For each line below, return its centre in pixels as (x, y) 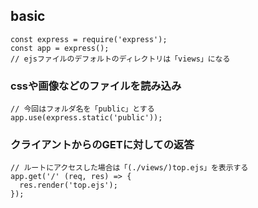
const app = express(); (60, 48)
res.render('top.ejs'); (68, 185)
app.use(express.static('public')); (86, 118)
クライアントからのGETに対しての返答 (102, 145)
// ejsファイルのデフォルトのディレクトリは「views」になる (120, 59)
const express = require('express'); (89, 39)
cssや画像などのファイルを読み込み (96, 86)
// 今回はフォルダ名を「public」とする (82, 109)
